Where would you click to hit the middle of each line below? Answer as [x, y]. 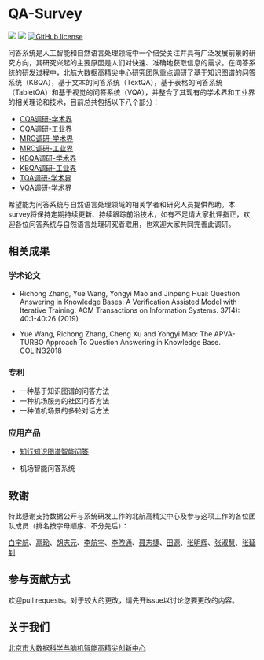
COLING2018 [41, 350]
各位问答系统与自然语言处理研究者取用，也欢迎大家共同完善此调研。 [125, 224]
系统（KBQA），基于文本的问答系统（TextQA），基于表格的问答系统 [115, 82]
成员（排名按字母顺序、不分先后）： [71, 526]
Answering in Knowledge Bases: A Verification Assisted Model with [128, 302]
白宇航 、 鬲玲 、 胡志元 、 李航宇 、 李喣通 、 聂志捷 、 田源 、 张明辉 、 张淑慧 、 [125, 543]
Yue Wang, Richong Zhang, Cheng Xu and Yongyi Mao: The [116, 334]
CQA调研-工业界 [46, 128]
